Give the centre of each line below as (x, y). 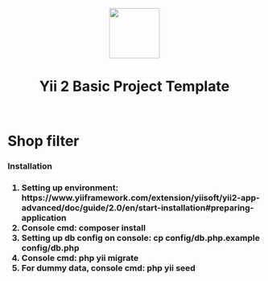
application (44, 218)
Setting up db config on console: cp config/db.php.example (141, 238)
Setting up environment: (70, 187)
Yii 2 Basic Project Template (134, 86)
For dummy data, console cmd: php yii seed (109, 267)
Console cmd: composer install (84, 227)
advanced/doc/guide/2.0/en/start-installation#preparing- (138, 207)
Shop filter (43, 141)
